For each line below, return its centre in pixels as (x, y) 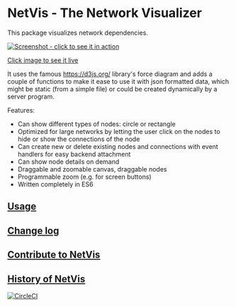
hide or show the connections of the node (79, 139)
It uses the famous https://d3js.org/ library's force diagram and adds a (110, 74)
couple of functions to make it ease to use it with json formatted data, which (118, 81)
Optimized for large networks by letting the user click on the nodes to (119, 131)
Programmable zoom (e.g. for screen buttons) (84, 177)
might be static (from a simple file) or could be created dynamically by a (112, 89)
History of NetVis (46, 279)
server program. (31, 96)
